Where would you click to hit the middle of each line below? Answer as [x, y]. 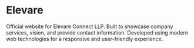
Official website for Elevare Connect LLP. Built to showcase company [90, 26]
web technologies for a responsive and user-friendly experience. [85, 39]
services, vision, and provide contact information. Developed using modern [97, 32]
